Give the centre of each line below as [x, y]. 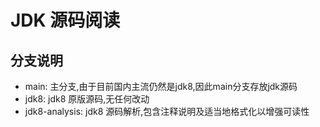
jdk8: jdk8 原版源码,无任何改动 [87, 99]
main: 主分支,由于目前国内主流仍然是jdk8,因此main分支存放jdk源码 [161, 86]
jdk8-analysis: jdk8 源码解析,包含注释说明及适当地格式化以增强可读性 [167, 111]
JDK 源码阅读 [65, 20]
